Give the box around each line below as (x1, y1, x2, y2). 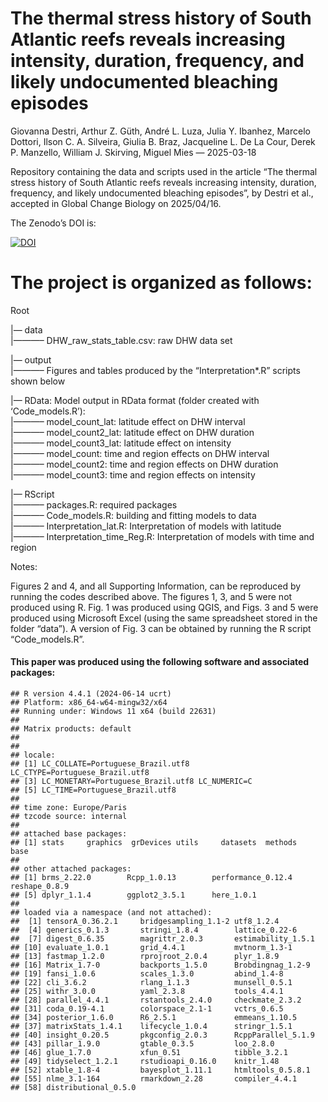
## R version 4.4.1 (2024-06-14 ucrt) (10, 689, 172, 699)
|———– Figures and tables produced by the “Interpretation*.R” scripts (10, 364, 301, 376)
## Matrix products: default (10, 724, 132, 734)
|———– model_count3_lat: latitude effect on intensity (10, 437, 232, 449)
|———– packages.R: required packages (10, 498, 178, 511)
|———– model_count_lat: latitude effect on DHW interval (10, 415, 246, 427)
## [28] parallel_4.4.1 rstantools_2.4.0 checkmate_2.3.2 (10, 995, 302, 1006)
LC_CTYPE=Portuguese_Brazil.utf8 (10, 768, 150, 778)
